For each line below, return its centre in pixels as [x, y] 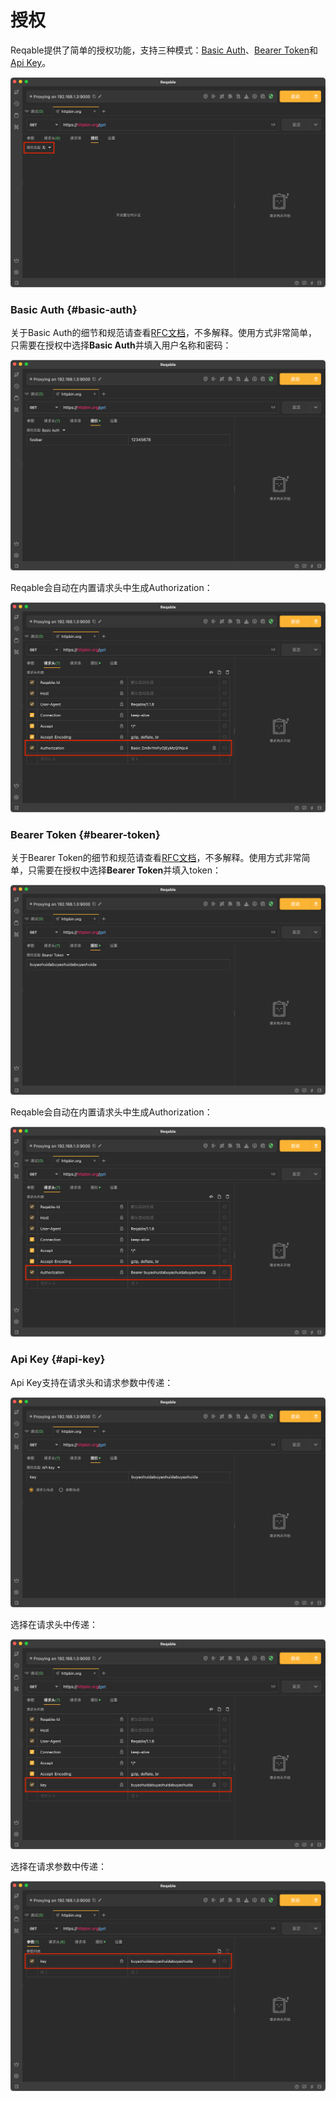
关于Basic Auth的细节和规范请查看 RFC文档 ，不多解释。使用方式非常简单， [164, 333]
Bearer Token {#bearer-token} [85, 834]
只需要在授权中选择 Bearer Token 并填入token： [124, 870]
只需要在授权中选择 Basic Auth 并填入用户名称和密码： [121, 345]
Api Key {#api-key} [58, 1359]
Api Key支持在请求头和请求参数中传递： [92, 1382]
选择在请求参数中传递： [58, 1866]
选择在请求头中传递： [54, 1624]
